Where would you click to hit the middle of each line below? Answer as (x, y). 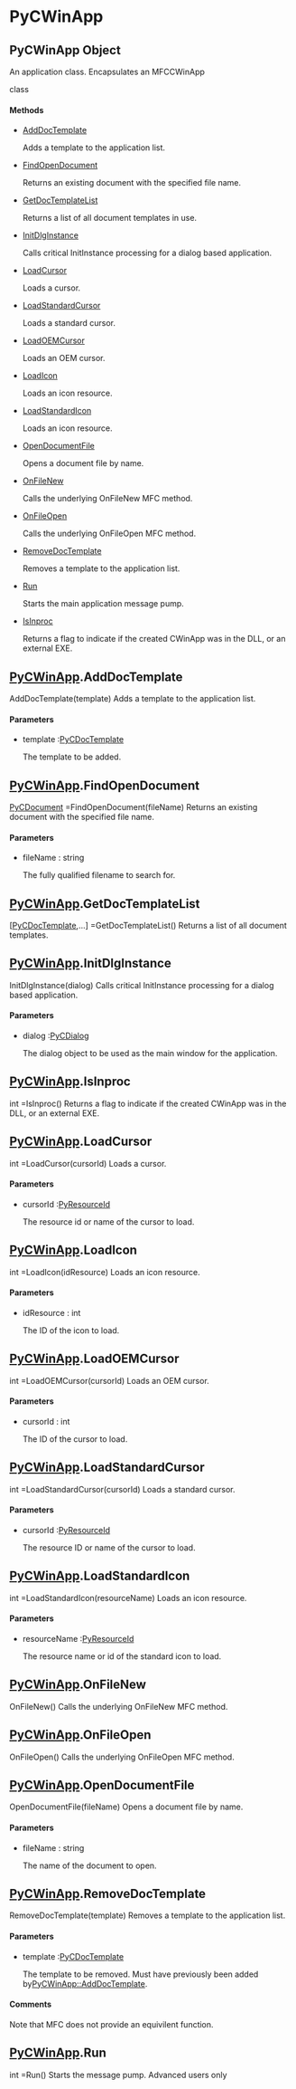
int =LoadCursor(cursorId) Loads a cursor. (88, 1163)
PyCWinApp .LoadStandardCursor (107, 1468)
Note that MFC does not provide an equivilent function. (111, 2024)
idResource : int (51, 1312)
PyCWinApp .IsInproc (70, 1082)
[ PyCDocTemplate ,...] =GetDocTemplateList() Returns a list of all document (148, 926)
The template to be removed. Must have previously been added (140, 1974)
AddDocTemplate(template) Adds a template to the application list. (133, 699)
